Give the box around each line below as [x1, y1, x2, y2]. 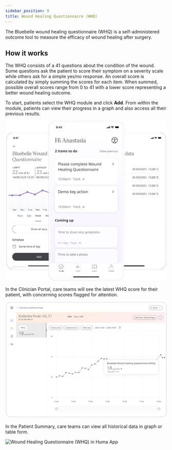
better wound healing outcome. [5, 90, 72, 96]
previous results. [5, 111, 41, 117]
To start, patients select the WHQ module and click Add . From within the [5, 100, 158, 106]
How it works [5, 49, 48, 58]
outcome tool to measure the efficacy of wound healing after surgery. [5, 34, 152, 40]
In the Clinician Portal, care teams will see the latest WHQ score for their [5, 286, 158, 293]
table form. [5, 428, 29, 435]
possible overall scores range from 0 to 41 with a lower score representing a [5, 84, 166, 91]
